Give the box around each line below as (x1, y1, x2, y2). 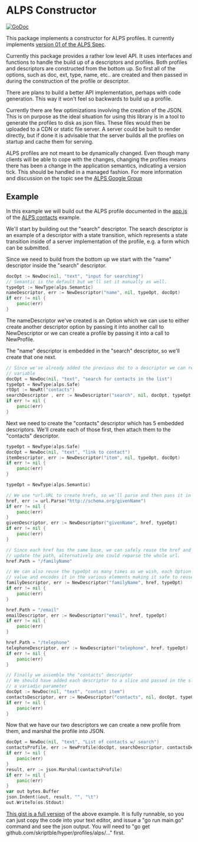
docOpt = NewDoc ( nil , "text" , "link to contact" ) (6, 449, 131, 455)
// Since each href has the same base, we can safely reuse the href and (6, 547, 192, 553)
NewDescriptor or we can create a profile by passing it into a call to (6, 329, 170, 336)
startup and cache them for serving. (6, 138, 94, 145)
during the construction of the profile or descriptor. (6, 77, 130, 85)
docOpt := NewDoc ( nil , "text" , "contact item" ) (6, 689, 126, 695)
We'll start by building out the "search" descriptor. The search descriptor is (6, 225, 189, 232)
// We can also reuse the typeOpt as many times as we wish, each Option (6, 569, 192, 575)
